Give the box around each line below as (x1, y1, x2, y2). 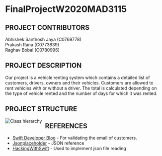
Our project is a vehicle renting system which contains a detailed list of (5, 75, 150, 80)
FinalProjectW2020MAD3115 (5, 3, 127, 15)
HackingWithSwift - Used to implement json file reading (12, 146, 127, 152)
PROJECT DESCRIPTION (5, 61, 82, 70)
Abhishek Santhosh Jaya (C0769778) (5, 36, 81, 42)
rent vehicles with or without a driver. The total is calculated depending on (5, 85, 157, 91)
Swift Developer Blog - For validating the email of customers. (12, 135, 138, 141)
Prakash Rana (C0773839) (5, 42, 60, 48)
